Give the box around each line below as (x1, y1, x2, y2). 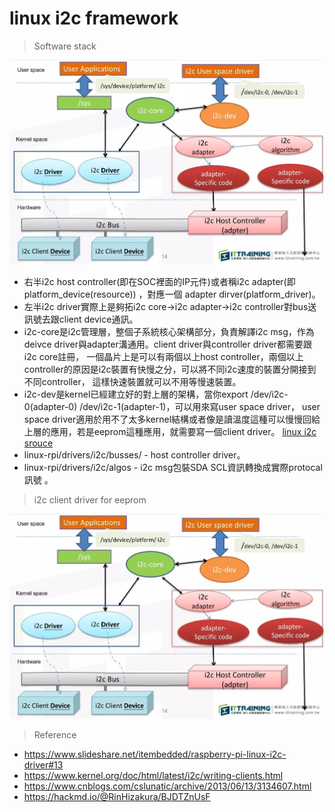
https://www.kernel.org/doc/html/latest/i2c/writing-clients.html (23, 769, 284, 781)
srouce (23, 437, 54, 449)
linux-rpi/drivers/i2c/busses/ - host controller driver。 (23, 449, 246, 461)
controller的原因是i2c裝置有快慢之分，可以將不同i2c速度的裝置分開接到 (23, 363, 317, 376)
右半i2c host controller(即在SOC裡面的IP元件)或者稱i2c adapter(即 (23, 276, 296, 288)
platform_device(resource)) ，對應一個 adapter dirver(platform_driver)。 (23, 288, 321, 301)
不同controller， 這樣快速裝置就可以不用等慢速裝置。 (23, 376, 242, 388)
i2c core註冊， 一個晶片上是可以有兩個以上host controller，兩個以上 (23, 351, 304, 363)
